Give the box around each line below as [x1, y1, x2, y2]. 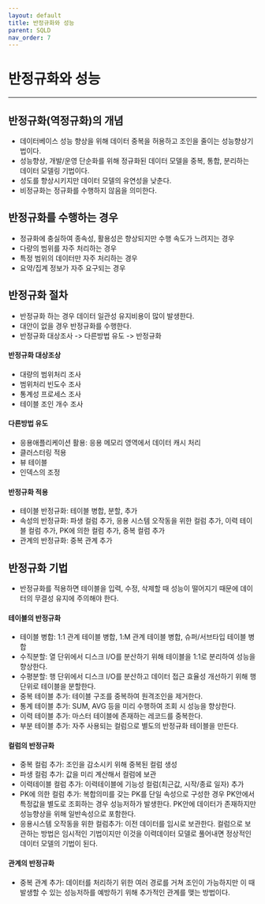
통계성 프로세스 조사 [19, 389, 81, 399]
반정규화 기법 [8, 561, 69, 574]
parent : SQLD [8, 26, 51, 34]
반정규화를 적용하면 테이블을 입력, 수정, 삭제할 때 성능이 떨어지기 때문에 [19, 584, 239, 593]
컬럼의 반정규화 [8, 740, 55, 750]
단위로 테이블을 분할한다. [19, 682, 96, 691]
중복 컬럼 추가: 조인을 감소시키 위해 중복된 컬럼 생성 [19, 760, 177, 770]
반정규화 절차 [8, 289, 69, 302]
